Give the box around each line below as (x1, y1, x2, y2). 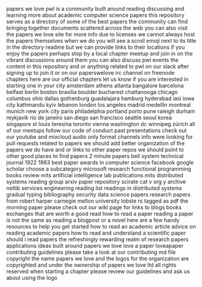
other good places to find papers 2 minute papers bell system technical (6, 153, 184, 159)
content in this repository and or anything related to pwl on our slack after (6, 63, 189, 70)
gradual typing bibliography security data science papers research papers (6, 191, 191, 198)
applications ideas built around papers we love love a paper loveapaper (6, 242, 184, 249)
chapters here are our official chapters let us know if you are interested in (6, 75, 189, 83)
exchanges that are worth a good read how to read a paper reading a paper (6, 210, 194, 217)
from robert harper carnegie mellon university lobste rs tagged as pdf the (6, 197, 189, 204)
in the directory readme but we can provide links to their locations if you (6, 43, 185, 51)
